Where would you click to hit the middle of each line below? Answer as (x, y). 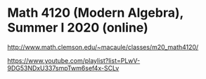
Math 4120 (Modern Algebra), (96, 13)
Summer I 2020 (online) (78, 28)
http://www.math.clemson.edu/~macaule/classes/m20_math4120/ (103, 47)
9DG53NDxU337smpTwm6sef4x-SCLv (63, 68)
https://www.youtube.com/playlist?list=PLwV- (74, 60)
